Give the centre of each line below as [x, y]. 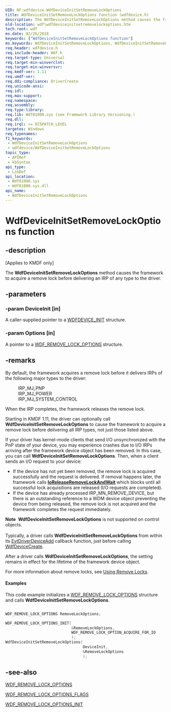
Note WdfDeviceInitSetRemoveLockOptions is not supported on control [82, 519]
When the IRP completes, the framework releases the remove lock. [75, 409]
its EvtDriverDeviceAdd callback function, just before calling [68, 541]
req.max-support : [24, 96]
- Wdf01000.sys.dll [28, 186]
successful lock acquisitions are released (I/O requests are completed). [88, 487]
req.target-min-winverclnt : [35, 62]
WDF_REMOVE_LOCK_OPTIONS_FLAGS [47, 695]
